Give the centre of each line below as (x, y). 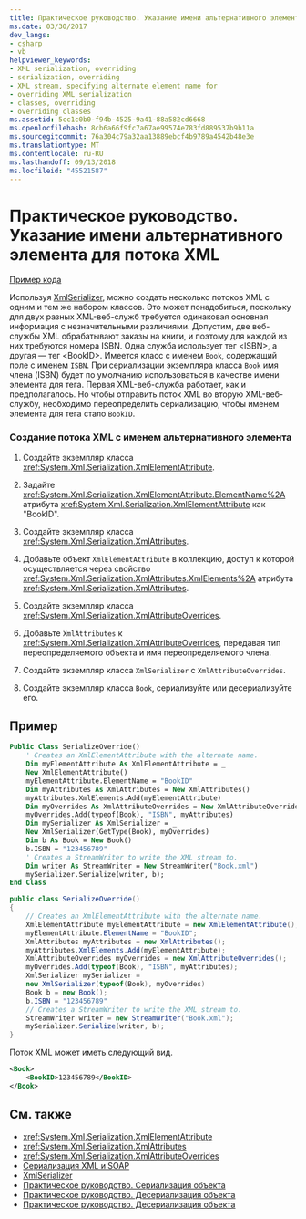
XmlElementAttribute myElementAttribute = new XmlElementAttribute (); (163, 924)
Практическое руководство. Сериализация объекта (124, 1185)
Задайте (39, 484)
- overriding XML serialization (71, 94)
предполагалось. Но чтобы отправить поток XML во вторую (127, 394)
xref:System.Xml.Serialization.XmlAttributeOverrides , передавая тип (152, 642)
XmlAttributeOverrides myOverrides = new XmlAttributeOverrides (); (156, 959)
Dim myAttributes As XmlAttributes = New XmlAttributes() (138, 789)
